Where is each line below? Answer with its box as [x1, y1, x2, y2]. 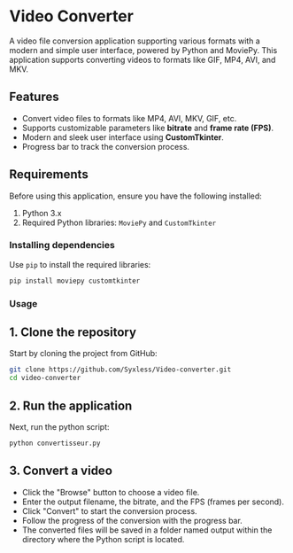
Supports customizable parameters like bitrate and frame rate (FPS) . [21, 122, 274, 133]
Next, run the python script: [9, 422, 110, 432]
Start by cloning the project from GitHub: [9, 348, 158, 359]
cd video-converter [9, 374, 81, 383]
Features [9, 90, 59, 105]
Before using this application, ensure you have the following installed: [9, 191, 263, 201]
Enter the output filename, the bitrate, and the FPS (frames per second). [21, 496, 285, 507]
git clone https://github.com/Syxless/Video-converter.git [9, 365, 232, 374]
